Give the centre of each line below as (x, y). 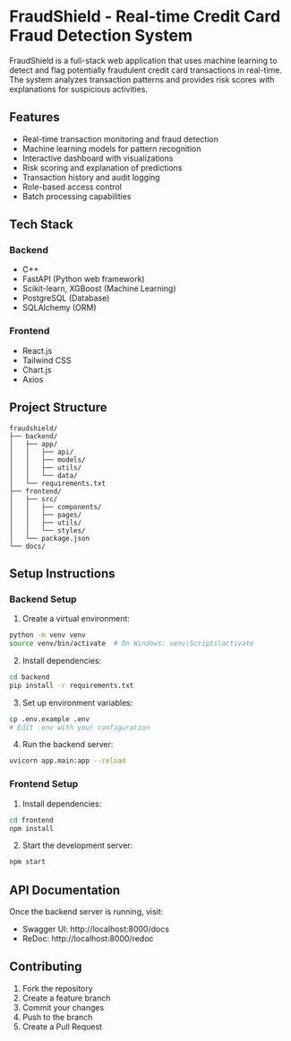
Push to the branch (57, 1017)
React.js (37, 350)
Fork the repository (58, 988)
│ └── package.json (50, 538)
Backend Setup (43, 599)
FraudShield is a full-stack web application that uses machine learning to (143, 60)
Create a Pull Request (62, 1027)
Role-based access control (72, 187)
